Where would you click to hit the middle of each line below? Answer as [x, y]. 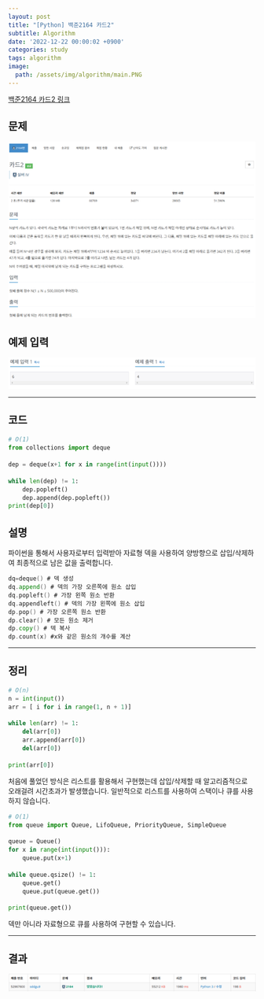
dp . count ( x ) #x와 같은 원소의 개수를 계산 [70, 637]
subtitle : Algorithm [42, 33]
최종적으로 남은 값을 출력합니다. [64, 563]
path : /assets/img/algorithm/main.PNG [79, 75]
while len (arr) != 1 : [44, 723]
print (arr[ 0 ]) [31, 765]
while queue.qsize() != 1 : [52, 875]
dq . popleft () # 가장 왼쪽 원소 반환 [62, 595]
